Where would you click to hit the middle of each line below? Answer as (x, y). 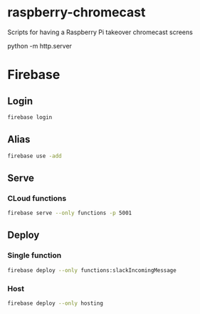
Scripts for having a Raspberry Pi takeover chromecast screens (100, 32)
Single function (35, 256)
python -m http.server (40, 46)
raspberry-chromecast (77, 12)
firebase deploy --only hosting (55, 303)
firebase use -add (35, 156)
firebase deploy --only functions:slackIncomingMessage (92, 270)
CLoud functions (37, 198)
